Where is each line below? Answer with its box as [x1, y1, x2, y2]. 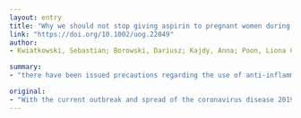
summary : [9, 63, 42, 72]
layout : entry [9, 13, 63, 22]
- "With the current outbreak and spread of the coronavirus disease [9, 95, 275, 104]
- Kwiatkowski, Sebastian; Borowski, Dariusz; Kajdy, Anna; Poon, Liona [9, 46, 287, 55]
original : [9, 87, 47, 96]
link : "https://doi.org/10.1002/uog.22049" [9, 29, 175, 38]
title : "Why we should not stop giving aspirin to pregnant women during [9, 21, 291, 30]
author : [9, 38, 39, 47]
